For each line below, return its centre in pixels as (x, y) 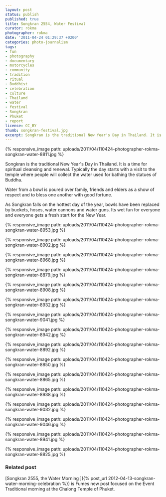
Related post (21, 468)
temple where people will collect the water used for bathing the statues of (81, 174)
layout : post (19, 10)
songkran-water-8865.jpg (32, 380)
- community (17, 70)
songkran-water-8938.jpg (32, 395)
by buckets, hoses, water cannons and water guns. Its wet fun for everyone (83, 210)
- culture (15, 93)
